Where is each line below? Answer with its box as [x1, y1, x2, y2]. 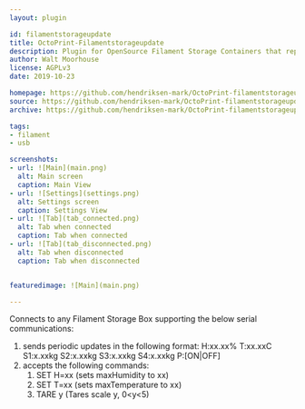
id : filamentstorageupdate [9, 29, 112, 39]
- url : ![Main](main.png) [9, 164, 107, 173]
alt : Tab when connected [17, 223, 112, 232]
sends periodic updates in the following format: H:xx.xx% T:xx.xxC [22, 341, 272, 352]
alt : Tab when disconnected [17, 247, 124, 257]
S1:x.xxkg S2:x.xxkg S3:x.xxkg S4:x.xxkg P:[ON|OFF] [22, 351, 221, 362]
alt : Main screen [17, 172, 84, 181]
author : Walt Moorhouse [9, 55, 100, 65]
